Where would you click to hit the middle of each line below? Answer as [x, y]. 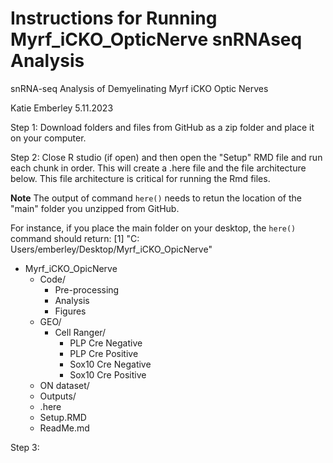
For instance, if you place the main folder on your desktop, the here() [153, 228]
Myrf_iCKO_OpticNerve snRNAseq [156, 39]
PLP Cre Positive [104, 353]
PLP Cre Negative [106, 343]
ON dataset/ [64, 385]
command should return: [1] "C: [75, 238]
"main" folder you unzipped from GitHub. [95, 208]
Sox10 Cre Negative [110, 364]
